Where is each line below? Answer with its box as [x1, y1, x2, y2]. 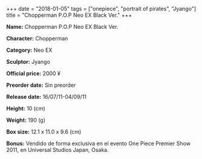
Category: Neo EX [6, 46, 53, 54]
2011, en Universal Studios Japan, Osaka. [6, 146, 109, 153]
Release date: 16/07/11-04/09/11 [6, 93, 86, 100]
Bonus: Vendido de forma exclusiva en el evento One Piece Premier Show [6, 140, 191, 147]
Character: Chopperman [6, 35, 68, 42]
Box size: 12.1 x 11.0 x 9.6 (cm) [6, 128, 82, 135]
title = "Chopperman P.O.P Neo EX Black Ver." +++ [6, 11, 132, 19]
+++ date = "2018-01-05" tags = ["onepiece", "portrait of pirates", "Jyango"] [6, 5, 197, 12]
